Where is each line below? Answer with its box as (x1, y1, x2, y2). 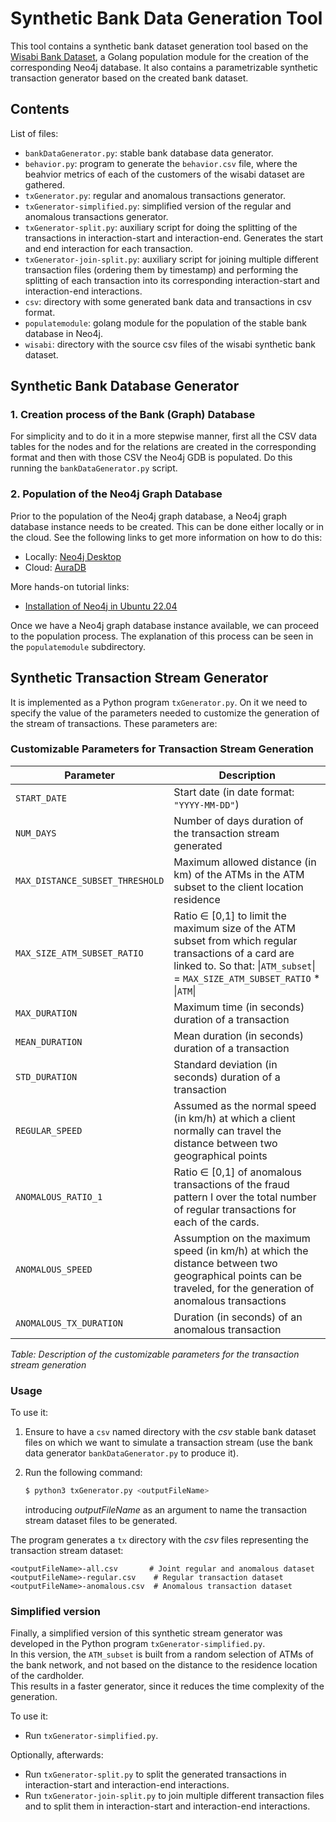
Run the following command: (24, 1467, 143, 1479)
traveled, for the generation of (173, 1281, 315, 1295)
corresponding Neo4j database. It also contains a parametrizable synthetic (10, 61, 319, 73)
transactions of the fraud (173, 1177, 290, 1191)
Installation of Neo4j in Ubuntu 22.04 (24, 600, 178, 612)
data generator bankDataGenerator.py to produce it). (24, 1447, 240, 1459)
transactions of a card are (173, 946, 295, 960)
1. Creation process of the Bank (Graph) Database (10, 408, 256, 422)
